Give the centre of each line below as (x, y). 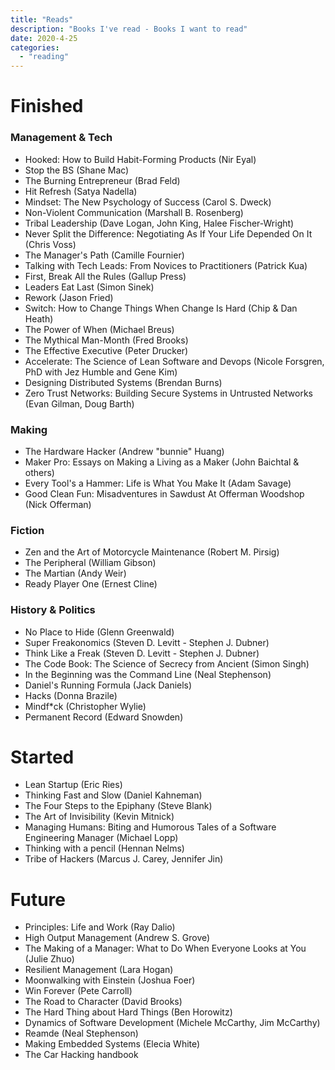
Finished (47, 106)
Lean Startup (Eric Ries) (73, 785)
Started (42, 757)
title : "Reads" (42, 19)
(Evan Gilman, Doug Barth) (79, 403)
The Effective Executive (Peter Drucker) (106, 350)
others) (39, 472)
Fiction (27, 530)
